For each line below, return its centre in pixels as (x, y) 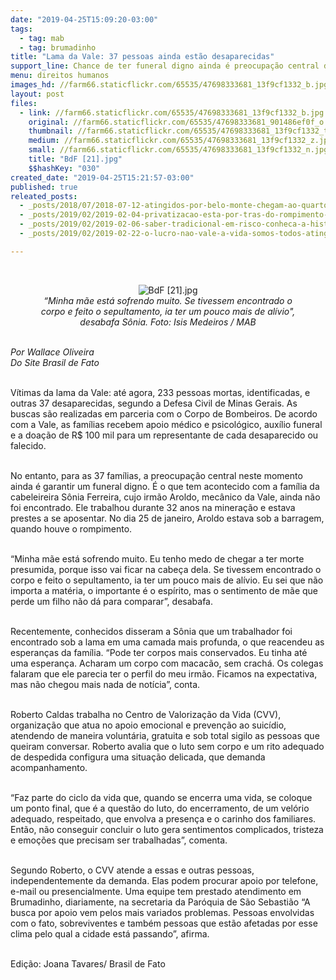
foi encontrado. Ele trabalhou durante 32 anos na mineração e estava (153, 507)
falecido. (28, 445)
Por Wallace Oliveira (52, 352)
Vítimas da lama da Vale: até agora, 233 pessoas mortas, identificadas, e (160, 392)
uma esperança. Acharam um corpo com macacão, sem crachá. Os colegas (167, 663)
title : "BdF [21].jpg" (75, 159)
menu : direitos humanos (60, 76)
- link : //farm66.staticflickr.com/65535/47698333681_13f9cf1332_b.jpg (172, 112)
